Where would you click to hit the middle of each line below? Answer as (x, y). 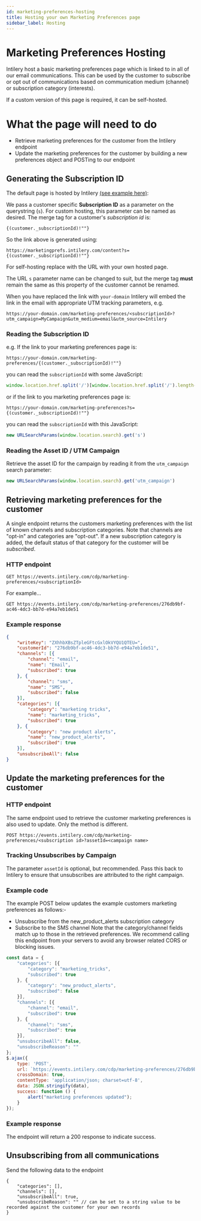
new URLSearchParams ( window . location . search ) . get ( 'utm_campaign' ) (91, 481)
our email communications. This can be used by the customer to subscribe (98, 76)
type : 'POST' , (34, 1064)
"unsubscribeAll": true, (48, 1196)
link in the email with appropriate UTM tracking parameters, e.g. (85, 303)
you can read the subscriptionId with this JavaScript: (72, 424)
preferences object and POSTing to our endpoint (75, 160)
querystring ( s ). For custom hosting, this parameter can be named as (91, 211)
